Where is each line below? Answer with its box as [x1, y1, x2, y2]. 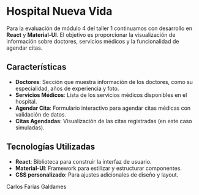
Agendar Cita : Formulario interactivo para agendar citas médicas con [15, 104, 191, 112]
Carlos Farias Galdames [6, 183, 67, 190]
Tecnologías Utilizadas [6, 142, 96, 152]
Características [6, 62, 67, 72]
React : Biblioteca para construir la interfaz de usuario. [15, 158, 152, 165]
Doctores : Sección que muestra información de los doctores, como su [15, 78, 193, 85]
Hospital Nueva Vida [6, 4, 113, 18]
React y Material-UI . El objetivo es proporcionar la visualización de [6, 31, 176, 38]
